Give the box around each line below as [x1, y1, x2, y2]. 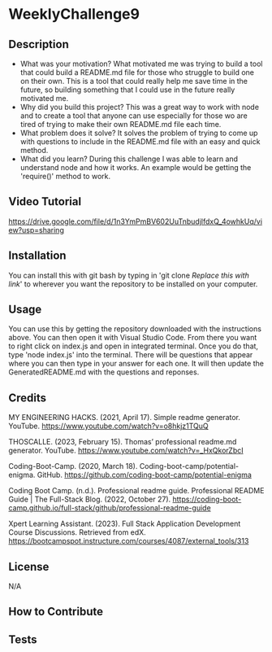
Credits [8, 391, 47, 405]
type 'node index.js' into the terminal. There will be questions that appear [8, 350, 253, 360]
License [8, 559, 50, 574]
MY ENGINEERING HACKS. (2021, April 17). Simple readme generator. [8, 413, 241, 422]
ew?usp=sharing [8, 225, 65, 234]
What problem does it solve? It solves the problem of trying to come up [19, 128, 258, 138]
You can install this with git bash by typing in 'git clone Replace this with [8, 270, 249, 280]
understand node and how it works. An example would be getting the [19, 163, 252, 172]
